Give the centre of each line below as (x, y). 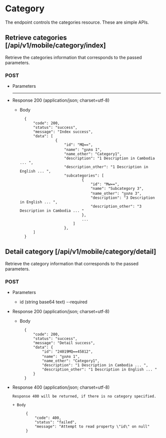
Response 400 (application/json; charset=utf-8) (61, 387)
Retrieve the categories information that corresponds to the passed (74, 57)
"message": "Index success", (63, 132)
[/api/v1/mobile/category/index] (56, 46)
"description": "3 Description (123, 198)
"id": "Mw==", (105, 184)
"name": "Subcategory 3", (117, 189)
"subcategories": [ (84, 176)
